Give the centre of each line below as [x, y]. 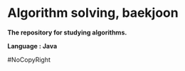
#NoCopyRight [29, 59]
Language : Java [32, 46]
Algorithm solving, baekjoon [93, 13]
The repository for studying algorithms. [67, 32]
